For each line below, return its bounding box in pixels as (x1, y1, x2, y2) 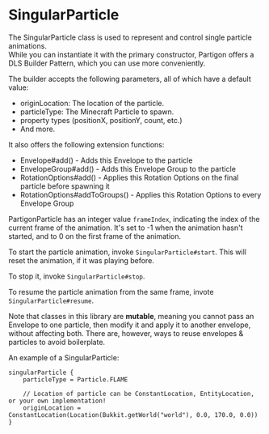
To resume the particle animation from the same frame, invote (8, 287, 214, 296)
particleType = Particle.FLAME (23, 375, 128, 384)
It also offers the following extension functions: (8, 139, 165, 149)
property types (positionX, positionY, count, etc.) (19, 115, 183, 125)
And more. (19, 124, 56, 134)
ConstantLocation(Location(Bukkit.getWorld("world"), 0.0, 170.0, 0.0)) (8, 411, 258, 419)
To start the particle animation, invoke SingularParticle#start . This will (8, 247, 246, 257)
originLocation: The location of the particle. (19, 98, 165, 108)
